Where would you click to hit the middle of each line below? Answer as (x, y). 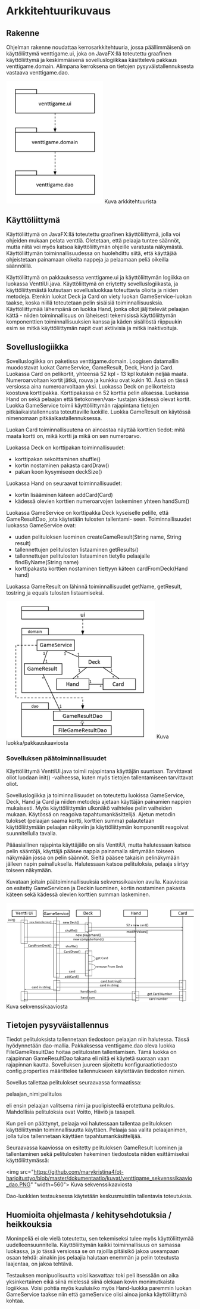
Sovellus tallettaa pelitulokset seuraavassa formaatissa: (74, 1083)
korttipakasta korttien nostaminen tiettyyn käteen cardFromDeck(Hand (101, 569)
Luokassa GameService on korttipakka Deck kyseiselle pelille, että (87, 513)
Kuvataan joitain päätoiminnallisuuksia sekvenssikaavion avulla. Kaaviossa (97, 882)
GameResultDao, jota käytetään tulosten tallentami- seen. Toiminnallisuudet (99, 519)
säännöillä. (19, 266)
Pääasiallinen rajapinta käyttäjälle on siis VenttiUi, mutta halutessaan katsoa (99, 845)
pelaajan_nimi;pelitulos (34, 1094)
